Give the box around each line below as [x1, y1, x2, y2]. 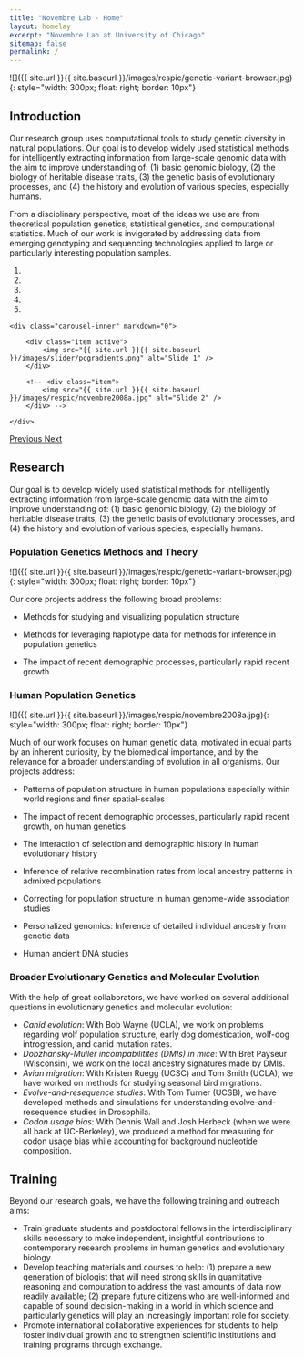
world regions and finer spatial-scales [22, 793, 166, 804]
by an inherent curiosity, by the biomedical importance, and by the [9, 747, 258, 758]
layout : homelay [9, 22, 71, 31]
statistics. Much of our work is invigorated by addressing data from [9, 227, 261, 238]
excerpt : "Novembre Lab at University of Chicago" [9, 30, 206, 39]
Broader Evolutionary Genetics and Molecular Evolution [9, 971, 260, 984]
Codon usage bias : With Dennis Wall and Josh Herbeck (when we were [22, 1115, 291, 1127]
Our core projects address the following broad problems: [9, 594, 222, 605]
